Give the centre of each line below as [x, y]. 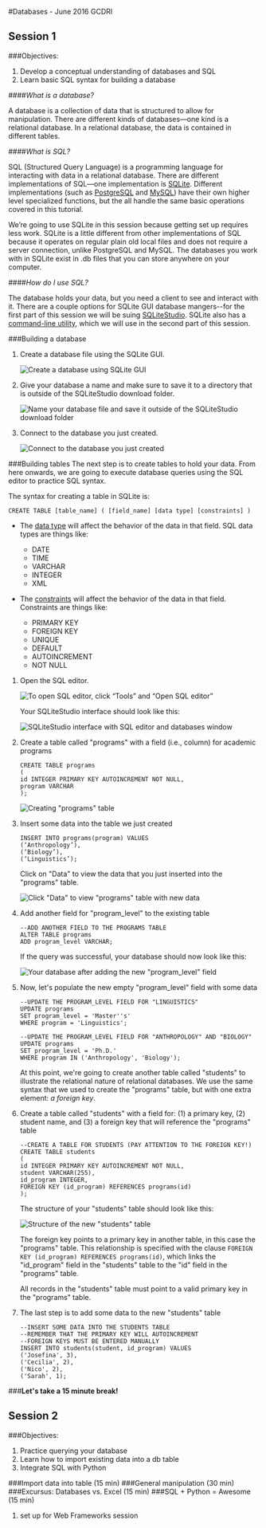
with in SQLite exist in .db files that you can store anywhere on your [119, 258]
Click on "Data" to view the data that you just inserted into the [121, 874]
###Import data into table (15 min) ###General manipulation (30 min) [121, 1483]
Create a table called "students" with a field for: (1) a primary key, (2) [132, 1113]
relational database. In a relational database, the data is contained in [120, 128]
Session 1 [32, 36]
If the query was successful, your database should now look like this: [133, 956]
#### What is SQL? [39, 151]
